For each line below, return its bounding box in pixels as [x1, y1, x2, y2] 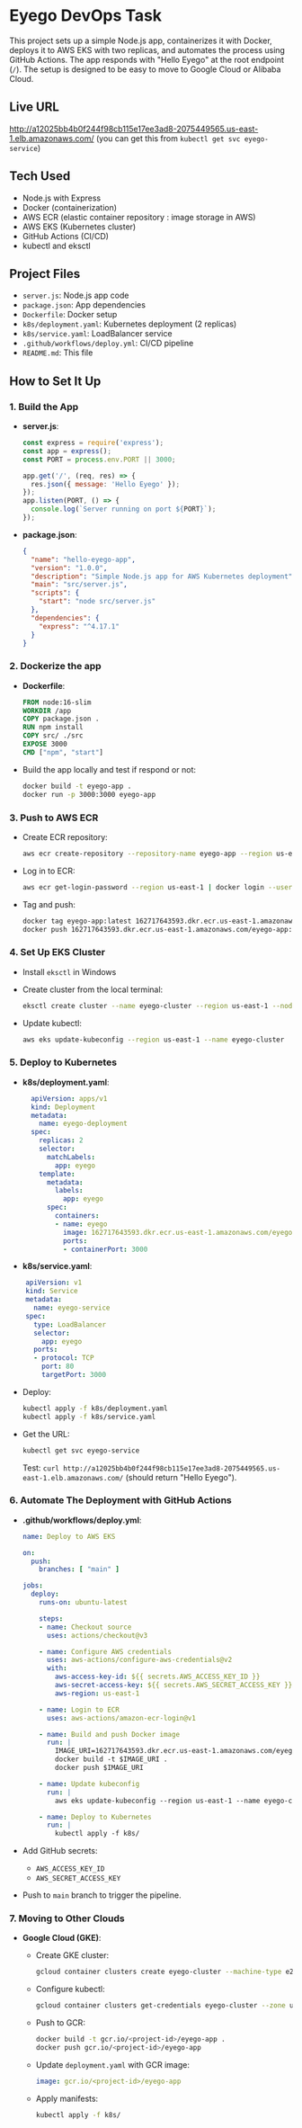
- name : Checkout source [39, 1623, 132, 1632]
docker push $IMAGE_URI [55, 1764, 144, 1773]
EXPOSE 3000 [22, 739, 67, 749]
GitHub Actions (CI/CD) [22, 230, 110, 241]
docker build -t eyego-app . [22, 782, 132, 791]
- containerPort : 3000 [62, 1245, 148, 1254]
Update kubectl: [22, 1017, 83, 1028]
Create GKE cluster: [35, 1950, 110, 1961]
